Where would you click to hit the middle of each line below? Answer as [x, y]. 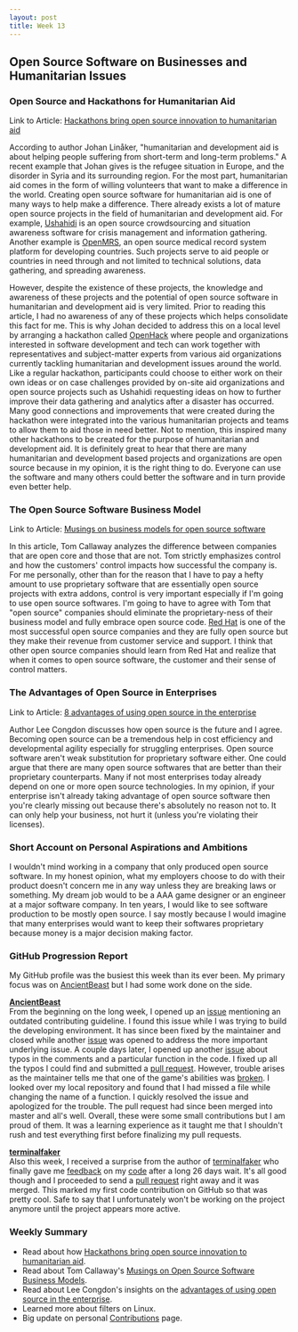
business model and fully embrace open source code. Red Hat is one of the [148, 622]
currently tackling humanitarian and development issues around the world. [145, 364]
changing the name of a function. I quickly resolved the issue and [129, 1097]
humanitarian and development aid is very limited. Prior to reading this [137, 307]
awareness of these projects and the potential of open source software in [144, 297]
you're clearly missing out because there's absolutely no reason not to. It [143, 805]
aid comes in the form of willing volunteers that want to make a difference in [149, 185]
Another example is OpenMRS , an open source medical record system [138, 243]
